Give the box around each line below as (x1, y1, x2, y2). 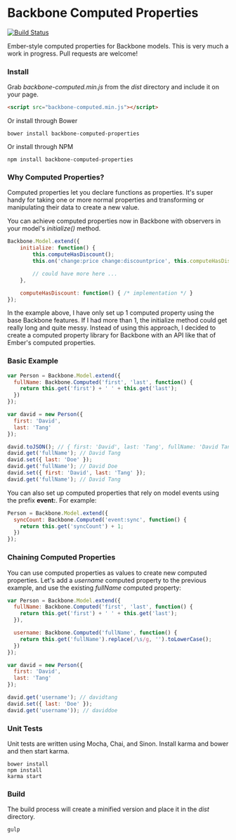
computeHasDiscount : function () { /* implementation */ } (20, 290, 193, 297)
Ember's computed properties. (7, 339, 96, 347)
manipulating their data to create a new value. (7, 203, 140, 212)
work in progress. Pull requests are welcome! (7, 49, 138, 58)
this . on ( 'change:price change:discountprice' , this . (32, 258, 190, 265)
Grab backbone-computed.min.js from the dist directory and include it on (7, 83, 220, 91)
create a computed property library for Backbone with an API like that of (7, 331, 216, 340)
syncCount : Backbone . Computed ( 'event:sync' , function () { (13, 516, 188, 523)
